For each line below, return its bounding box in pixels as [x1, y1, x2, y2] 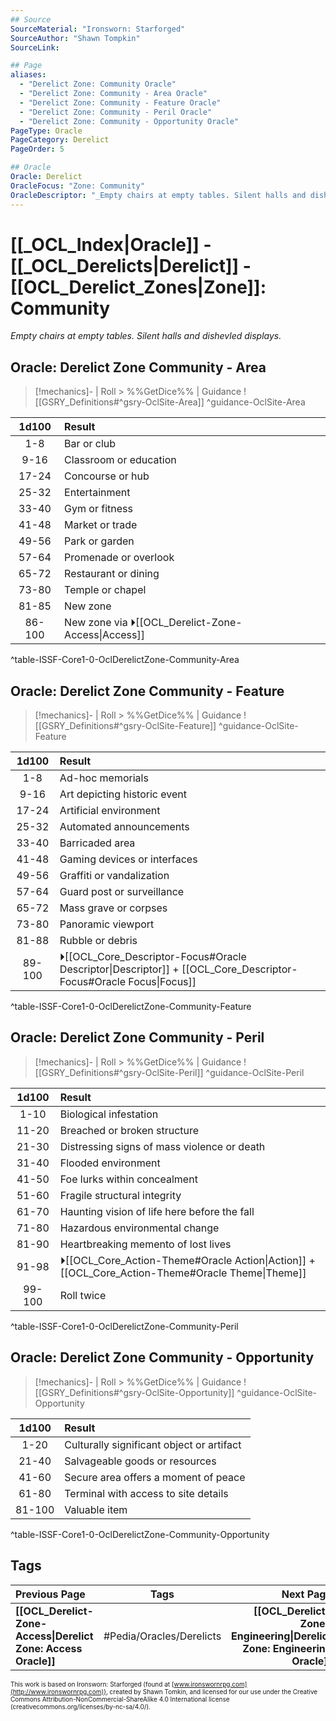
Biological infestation [59, 1107, 159, 1121]
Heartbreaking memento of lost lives [59, 1237, 232, 1251]
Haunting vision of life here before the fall [59, 1204, 255, 1218]
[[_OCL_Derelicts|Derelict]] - [10, 254, 252, 277]
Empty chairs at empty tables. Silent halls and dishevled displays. [10, 330, 282, 342]
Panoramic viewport [59, 917, 155, 931]
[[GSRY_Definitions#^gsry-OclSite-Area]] [34, 396, 205, 408]
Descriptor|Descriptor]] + [59, 962, 180, 976]
